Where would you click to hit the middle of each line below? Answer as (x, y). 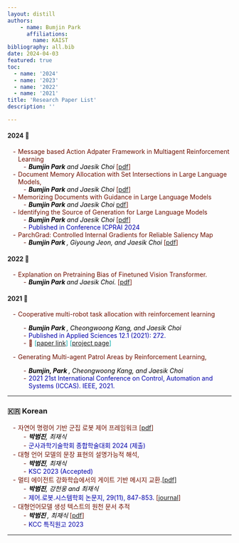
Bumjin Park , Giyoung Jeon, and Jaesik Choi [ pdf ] (103, 242)
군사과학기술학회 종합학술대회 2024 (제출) (87, 445)
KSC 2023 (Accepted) (61, 471)
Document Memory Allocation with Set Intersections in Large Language (122, 175)
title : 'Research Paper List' (52, 100)
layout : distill (31, 14)
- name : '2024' (36, 73)
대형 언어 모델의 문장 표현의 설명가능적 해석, (79, 454)
